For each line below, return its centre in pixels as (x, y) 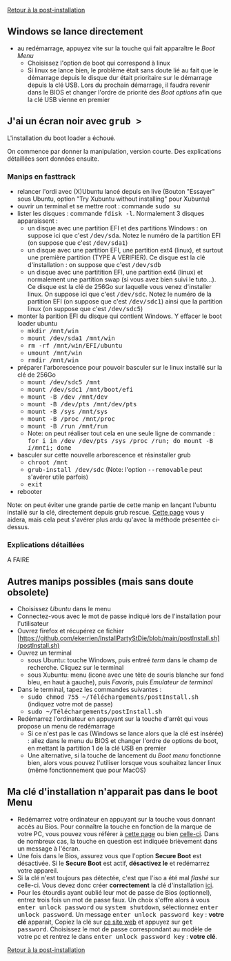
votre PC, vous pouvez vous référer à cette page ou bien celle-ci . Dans (118, 833)
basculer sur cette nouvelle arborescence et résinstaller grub (104, 455)
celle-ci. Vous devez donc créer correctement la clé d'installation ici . (115, 885)
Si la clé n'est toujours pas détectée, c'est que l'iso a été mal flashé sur (118, 878)
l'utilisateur (33, 624)
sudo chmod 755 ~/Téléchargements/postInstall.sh (113, 697)
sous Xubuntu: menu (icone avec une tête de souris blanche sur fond (125, 675)
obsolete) (28, 592)
